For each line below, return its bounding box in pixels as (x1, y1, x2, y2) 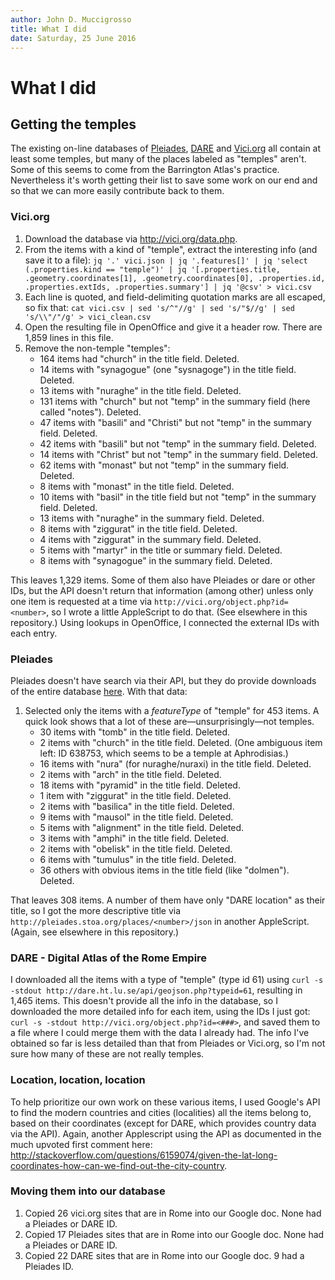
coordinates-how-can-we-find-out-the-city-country (10, 1159, 225, 1171)
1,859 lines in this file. (24, 331, 114, 343)
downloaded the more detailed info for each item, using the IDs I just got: (10, 1006, 311, 1018)
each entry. (10, 627, 58, 639)
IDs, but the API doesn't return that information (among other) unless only (10, 584, 314, 596)
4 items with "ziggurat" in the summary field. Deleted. (39, 533, 262, 545)
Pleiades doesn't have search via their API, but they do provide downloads (10, 674, 317, 686)
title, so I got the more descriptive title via (10, 904, 182, 916)
